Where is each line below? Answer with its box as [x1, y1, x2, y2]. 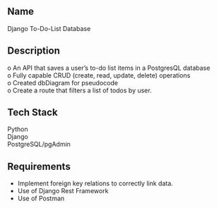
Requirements [7, 160, 71, 172]
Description [7, 45, 60, 57]
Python [7, 125, 28, 133]
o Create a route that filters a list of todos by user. [7, 86, 152, 94]
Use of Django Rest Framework [17, 187, 109, 195]
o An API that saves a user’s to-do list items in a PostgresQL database [7, 63, 211, 72]
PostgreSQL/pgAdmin [7, 140, 71, 149]
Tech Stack [7, 106, 58, 118]
